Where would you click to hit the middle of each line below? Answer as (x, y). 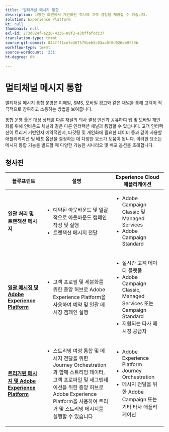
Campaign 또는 (140, 400)
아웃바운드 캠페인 (88, 218)
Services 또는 (138, 304)
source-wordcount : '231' (31, 52)
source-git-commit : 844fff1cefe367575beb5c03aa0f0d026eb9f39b (72, 43)
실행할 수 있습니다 (73, 416)
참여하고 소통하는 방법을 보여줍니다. (58, 109)
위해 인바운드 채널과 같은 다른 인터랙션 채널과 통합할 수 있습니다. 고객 (82, 126)
